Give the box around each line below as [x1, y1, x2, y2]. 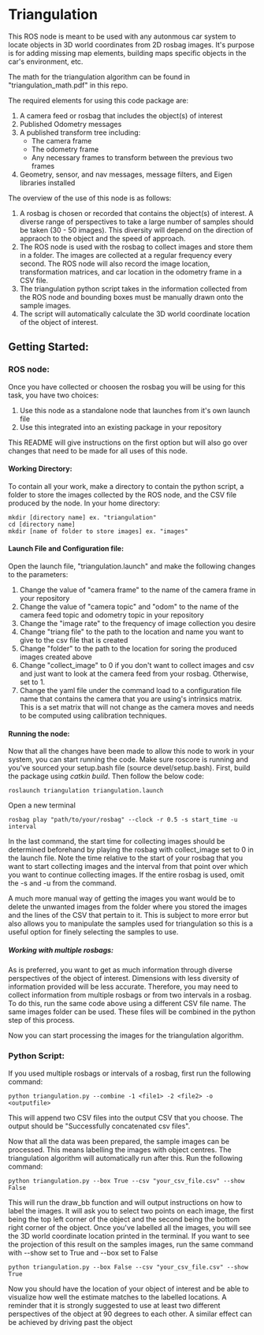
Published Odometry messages [19, 119, 122, 129]
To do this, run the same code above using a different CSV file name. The [8, 999, 247, 1009]
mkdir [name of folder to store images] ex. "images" [8, 527, 189, 535]
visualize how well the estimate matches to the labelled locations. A [8, 1292, 227, 1302]
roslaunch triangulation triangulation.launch [8, 787, 164, 795]
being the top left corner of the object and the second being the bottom [8, 1214, 240, 1224]
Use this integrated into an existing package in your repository [19, 422, 222, 431]
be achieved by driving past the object [8, 1317, 133, 1326]
